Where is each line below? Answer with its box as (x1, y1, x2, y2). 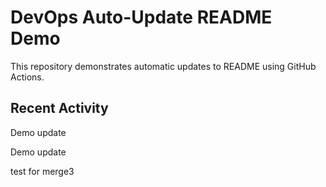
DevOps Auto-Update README (10, 6, 273, 29)
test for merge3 (10, 165, 75, 177)
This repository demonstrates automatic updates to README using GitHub (10, 60, 317, 72)
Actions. (10, 71, 45, 83)
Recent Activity (10, 100, 109, 117)
